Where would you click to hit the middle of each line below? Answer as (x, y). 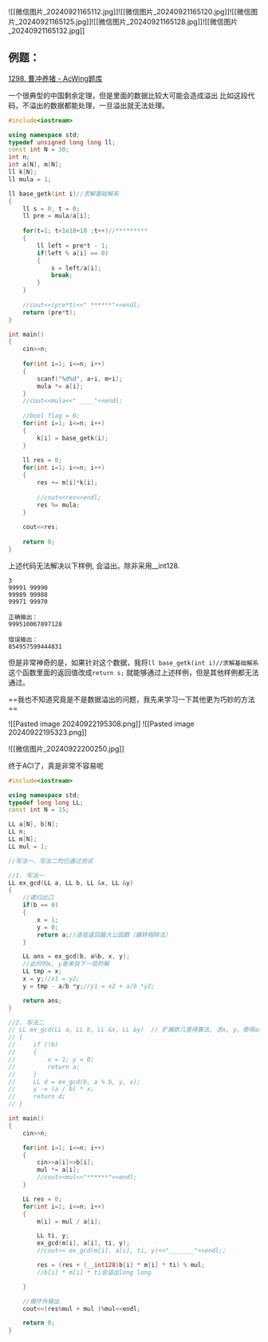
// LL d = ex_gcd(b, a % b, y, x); (75, 1082)
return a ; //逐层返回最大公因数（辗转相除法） (104, 935)
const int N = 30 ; (39, 150)
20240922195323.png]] (48, 732)
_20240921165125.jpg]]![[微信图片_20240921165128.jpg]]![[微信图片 (126, 22)
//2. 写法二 (26, 1022)
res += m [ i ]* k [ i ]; (67, 483)
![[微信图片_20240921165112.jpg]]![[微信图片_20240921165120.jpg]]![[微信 (130, 12)
